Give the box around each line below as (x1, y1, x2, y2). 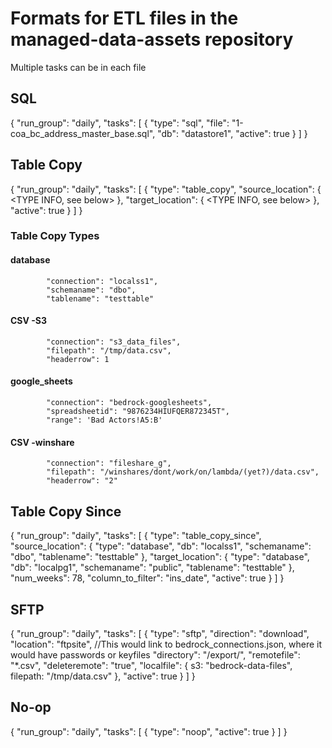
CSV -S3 (10, 315, 48, 327)
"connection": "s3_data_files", (46, 337, 182, 347)
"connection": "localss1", (46, 276, 159, 286)
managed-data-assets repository (10, 28, 294, 51)
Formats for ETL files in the (10, 7, 239, 30)
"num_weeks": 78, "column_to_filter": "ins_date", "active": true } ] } (10, 572, 285, 584)
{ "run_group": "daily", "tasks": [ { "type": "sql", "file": (10, 117, 230, 129)
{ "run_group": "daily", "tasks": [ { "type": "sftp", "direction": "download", (10, 627, 310, 639)
